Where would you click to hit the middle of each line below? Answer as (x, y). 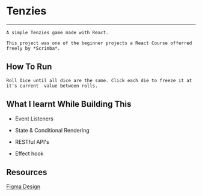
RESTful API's (32, 141)
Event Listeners (34, 119)
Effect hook (29, 153)
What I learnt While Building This (69, 104)
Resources (27, 172)
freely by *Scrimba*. (33, 48)
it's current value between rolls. (52, 86)
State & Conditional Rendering (52, 130)
